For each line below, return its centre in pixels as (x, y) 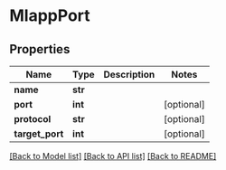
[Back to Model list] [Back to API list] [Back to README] (113, 156)
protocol (33, 119)
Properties (40, 49)
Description (129, 75)
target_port (39, 134)
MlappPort (50, 16)
